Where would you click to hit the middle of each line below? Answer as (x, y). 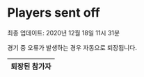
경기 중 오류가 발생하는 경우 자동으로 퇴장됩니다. (72, 47)
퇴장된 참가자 (31, 66)
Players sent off (54, 13)
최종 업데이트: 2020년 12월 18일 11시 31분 (64, 33)
